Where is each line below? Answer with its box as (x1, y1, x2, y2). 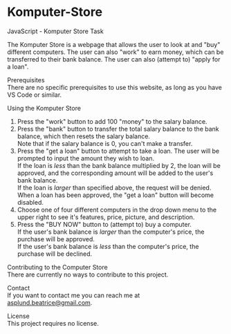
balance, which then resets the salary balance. (17, 132, 151, 140)
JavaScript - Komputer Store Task (7, 27, 104, 35)
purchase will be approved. (17, 234, 95, 243)
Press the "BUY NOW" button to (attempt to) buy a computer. (17, 220, 192, 228)
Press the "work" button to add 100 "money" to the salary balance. (17, 117, 207, 125)
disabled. (17, 198, 44, 206)
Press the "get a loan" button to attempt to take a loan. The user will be (17, 147, 220, 155)
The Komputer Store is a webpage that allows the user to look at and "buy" (7, 40, 221, 48)
